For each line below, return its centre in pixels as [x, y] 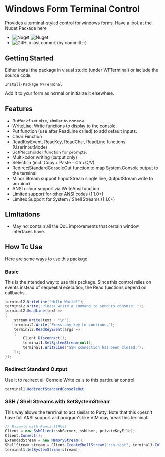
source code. [18, 75]
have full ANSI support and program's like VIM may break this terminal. [77, 418]
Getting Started [29, 58]
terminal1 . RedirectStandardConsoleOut [45, 389]
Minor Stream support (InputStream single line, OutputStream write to [82, 178]
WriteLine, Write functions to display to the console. [64, 126]
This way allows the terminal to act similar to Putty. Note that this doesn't [79, 412]
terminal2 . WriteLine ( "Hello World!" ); [45, 302]
